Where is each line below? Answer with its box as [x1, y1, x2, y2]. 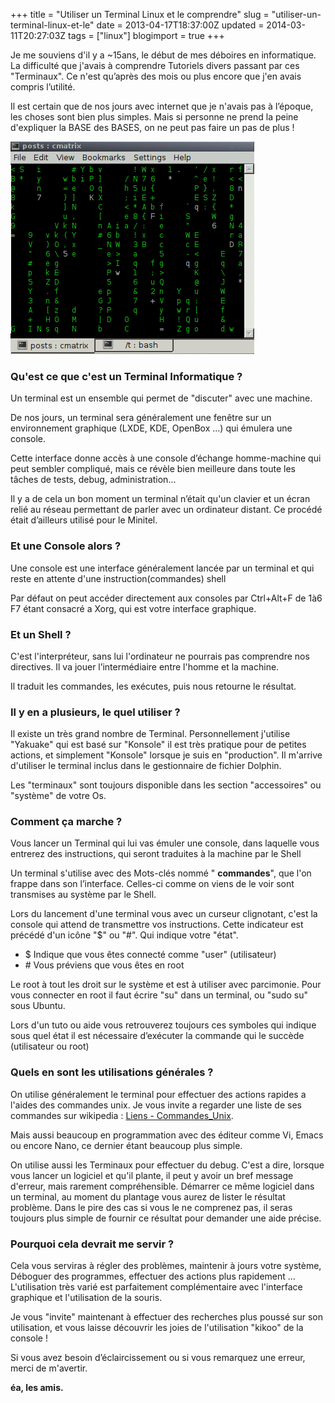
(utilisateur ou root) [10, 1040, 90, 1053]
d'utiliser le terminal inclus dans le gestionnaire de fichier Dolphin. [10, 760, 282, 772]
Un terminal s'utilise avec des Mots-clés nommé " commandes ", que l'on [10, 867, 312, 879]
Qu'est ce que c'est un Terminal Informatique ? [10, 369, 243, 383]
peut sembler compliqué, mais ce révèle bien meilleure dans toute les [10, 463, 296, 475]
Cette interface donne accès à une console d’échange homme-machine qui [10, 452, 322, 464]
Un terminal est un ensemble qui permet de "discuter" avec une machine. [10, 392, 313, 404]
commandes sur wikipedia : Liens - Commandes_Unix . [10, 1109, 234, 1121]
